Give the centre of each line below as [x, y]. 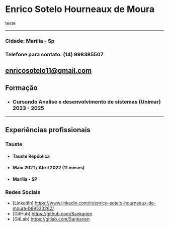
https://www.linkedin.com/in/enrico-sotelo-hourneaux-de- [95, 203]
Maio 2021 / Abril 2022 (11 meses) [49, 168]
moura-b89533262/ [33, 208]
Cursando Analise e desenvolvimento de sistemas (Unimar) [87, 102]
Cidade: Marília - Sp [30, 41]
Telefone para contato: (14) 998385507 [54, 54]
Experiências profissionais [48, 130]
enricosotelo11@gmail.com [49, 71]
